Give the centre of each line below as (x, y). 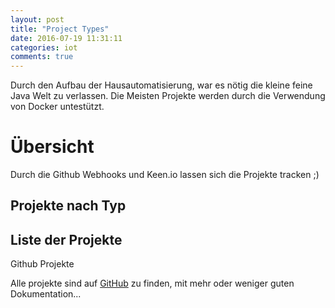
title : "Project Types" (60, 29)
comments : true (42, 57)
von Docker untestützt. (57, 107)
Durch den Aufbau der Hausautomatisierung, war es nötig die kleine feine (161, 85)
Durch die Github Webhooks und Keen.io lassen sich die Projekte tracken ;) (165, 175)
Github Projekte (42, 264)
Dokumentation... (46, 294)
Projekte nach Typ (68, 206)
